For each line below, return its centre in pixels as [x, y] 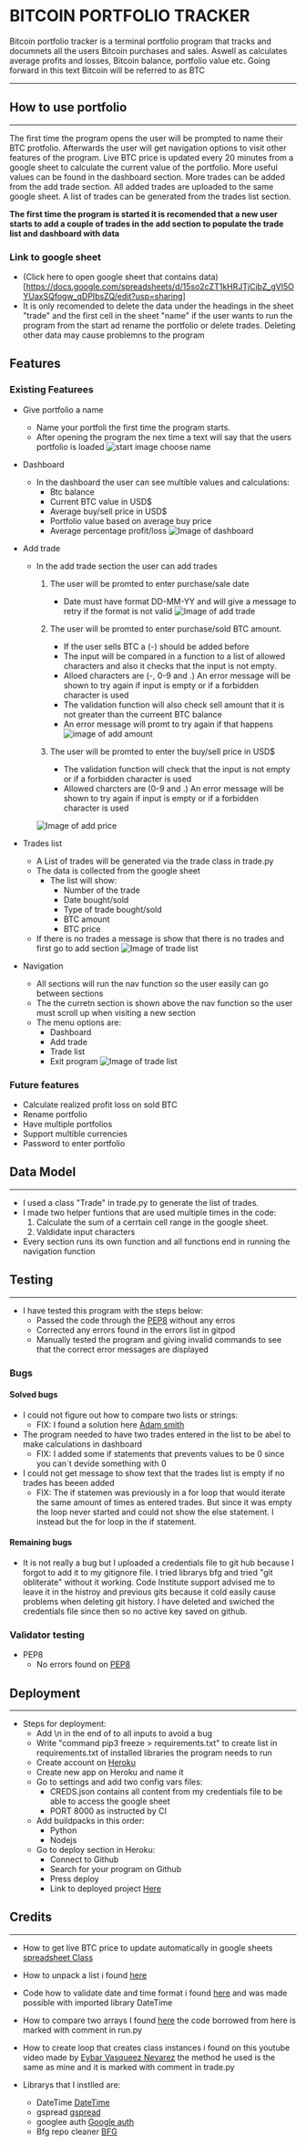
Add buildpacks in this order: [90, 1821]
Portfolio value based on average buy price [131, 520]
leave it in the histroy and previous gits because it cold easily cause [149, 1591]
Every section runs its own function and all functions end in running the [156, 1241]
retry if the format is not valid [118, 611]
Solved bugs [34, 1395]
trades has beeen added [69, 1482]
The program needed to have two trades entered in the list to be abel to [157, 1434]
